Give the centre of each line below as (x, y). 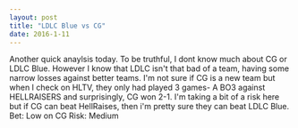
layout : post (34, 17)
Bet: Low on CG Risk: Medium (64, 116)
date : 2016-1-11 (39, 34)
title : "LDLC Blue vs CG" (57, 26)
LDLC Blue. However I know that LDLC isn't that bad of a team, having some (149, 68)
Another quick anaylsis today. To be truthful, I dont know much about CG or (149, 60)
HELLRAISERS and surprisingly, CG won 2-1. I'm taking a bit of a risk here (145, 97)
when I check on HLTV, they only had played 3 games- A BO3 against (137, 88)
